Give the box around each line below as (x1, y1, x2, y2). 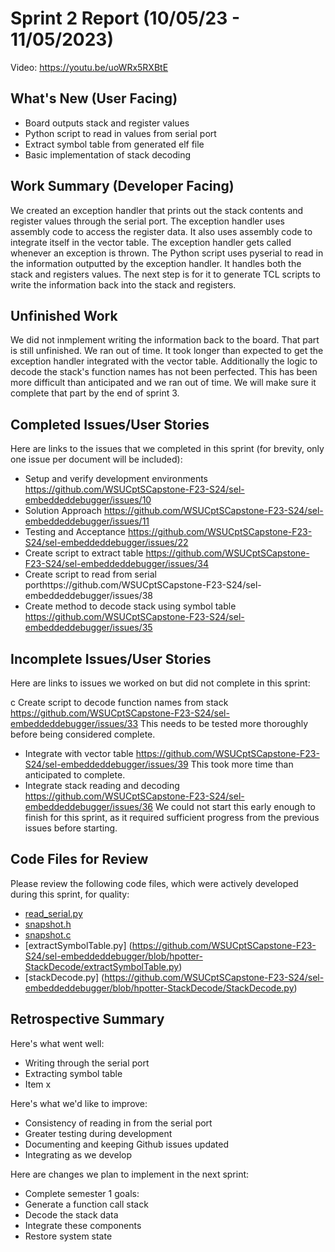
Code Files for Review (10, 851, 149, 868)
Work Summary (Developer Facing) (10, 178, 235, 195)
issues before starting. (24, 822, 118, 834)
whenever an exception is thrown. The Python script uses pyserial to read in (10, 247, 324, 259)
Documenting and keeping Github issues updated (24, 1138, 230, 1150)
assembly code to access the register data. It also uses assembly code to (10, 225, 313, 237)
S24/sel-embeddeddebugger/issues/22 (24, 537, 189, 549)
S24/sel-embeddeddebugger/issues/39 (24, 758, 189, 770)
